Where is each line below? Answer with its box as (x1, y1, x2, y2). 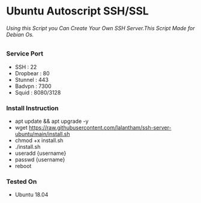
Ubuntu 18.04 (14, 191, 49, 198)
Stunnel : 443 (14, 76, 49, 83)
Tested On (6, 177, 37, 186)
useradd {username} (14, 149, 67, 157)
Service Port (6, 49, 44, 58)
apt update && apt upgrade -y (14, 117, 89, 125)
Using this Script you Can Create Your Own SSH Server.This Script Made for (6, 24, 195, 31)
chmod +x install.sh (14, 137, 64, 144)
